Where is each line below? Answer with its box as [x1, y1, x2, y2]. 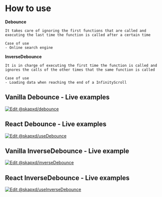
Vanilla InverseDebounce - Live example [5, 147, 130, 155]
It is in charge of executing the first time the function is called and [5, 63, 158, 68]
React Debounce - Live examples [5, 120, 107, 128]
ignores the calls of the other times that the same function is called [5, 67, 155, 72]
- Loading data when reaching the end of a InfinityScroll [5, 80, 127, 85]
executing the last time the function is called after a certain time [5, 32, 151, 37]
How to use [5, 3, 51, 14]
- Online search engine [5, 45, 53, 50]
